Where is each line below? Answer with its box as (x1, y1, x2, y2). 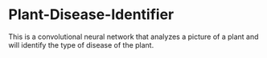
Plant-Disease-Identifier (8, 6, 175, 24)
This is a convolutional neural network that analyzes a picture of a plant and (8, 32, 259, 41)
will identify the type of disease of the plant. (8, 40, 154, 49)
